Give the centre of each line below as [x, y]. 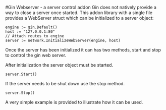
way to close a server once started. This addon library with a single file [79, 13]
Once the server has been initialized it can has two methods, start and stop [83, 50]
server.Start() [21, 74]
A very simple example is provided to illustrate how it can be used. [74, 102]
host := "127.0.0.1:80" [30, 32]
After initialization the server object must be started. [59, 65]
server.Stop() [20, 93]
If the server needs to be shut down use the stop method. [65, 84]
